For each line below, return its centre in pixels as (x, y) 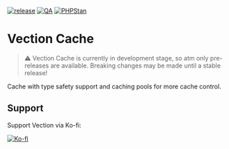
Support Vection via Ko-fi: (44, 125)
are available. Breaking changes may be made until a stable (136, 65)
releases (37, 65)
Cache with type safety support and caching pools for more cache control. (114, 86)
